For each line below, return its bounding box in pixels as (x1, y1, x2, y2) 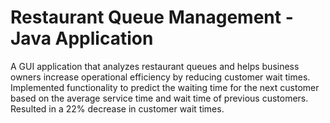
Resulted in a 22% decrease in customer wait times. (10, 102, 225, 115)
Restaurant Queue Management (10, 6, 282, 29)
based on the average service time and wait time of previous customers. (10, 92, 309, 104)
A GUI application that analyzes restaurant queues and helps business (10, 60, 300, 72)
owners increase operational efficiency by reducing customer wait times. (10, 71, 311, 83)
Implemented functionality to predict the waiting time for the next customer (10, 81, 320, 93)
